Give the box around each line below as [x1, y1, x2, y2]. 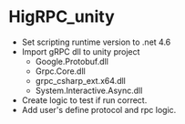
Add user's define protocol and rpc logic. [21, 104, 177, 115]
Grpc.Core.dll [35, 66, 86, 77]
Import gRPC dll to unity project [21, 46, 140, 57]
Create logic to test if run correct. [21, 94, 148, 106]
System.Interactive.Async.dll [35, 85, 143, 96]
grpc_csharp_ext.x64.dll [35, 75, 127, 86]
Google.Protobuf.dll [35, 56, 108, 67]
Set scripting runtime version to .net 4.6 [21, 36, 171, 47]
